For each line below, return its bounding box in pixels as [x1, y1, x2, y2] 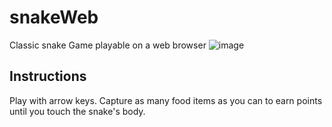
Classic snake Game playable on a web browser [9, 39, 207, 51]
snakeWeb [9, 6, 99, 29]
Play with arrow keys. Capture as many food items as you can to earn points [9, 94, 323, 106]
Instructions [9, 68, 87, 85]
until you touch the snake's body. [9, 105, 146, 117]
